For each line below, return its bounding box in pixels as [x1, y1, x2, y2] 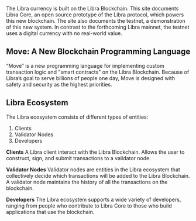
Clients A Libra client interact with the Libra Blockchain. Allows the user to [6, 149, 185, 156]
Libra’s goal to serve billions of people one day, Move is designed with [6, 74, 176, 81]
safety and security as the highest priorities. [6, 81, 112, 88]
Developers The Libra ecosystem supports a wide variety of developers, [6, 196, 181, 203]
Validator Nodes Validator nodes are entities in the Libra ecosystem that [6, 166, 180, 173]
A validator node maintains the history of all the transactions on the [6, 178, 168, 185]
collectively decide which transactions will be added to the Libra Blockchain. [6, 172, 190, 179]
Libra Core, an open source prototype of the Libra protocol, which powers [6, 11, 184, 18]
